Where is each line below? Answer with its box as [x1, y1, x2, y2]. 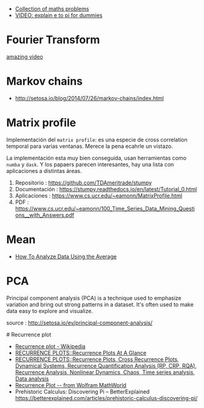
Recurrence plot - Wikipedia [15, 342, 86, 350]
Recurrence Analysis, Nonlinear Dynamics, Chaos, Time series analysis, [15, 368, 195, 376]
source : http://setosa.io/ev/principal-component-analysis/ [6, 319, 153, 326]
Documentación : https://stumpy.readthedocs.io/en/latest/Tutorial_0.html [15, 185, 197, 192]
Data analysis [15, 375, 49, 382]
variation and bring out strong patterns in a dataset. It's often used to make [6, 301, 194, 308]
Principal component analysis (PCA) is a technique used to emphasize [6, 294, 182, 301]
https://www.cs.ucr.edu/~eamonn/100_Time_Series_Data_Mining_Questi [15, 205, 195, 212]
